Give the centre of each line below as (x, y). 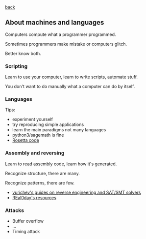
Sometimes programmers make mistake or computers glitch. (66, 44)
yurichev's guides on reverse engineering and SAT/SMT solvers (76, 192)
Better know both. (23, 53)
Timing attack (26, 231)
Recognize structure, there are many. (42, 173)
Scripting (16, 66)
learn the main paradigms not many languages (59, 130)
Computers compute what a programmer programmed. (61, 34)
